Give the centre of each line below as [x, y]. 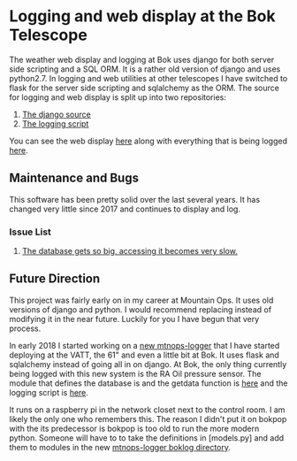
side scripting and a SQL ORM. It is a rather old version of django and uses [145, 69]
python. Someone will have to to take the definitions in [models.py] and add [147, 438]
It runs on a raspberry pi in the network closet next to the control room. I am [147, 410]
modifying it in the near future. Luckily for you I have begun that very [134, 319]
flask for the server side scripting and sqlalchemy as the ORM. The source [145, 88]
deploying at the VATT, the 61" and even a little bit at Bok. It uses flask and [145, 355]
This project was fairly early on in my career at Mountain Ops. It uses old [141, 300]
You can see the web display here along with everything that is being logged [148, 141]
